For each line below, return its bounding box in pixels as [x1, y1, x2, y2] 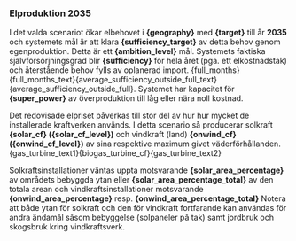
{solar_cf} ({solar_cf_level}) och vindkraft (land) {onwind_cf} [9, 129, 237, 140]
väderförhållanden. [211, 138, 281, 149]
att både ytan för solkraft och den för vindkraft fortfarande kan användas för [9, 203, 287, 214]
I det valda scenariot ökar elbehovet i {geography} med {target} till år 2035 [9, 27, 287, 38]
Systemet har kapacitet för [137, 83, 235, 95]
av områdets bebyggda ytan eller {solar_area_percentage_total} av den [9, 175, 274, 185]
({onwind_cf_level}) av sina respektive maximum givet [9, 138, 210, 149]
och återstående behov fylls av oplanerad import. [9, 65, 189, 75]
